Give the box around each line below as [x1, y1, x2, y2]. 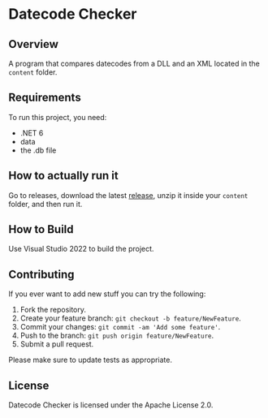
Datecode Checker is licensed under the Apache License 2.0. [8, 400, 214, 410]
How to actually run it [8, 169, 119, 183]
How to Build [8, 222, 75, 236]
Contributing [8, 267, 75, 281]
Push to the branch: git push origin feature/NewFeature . [19, 330, 214, 341]
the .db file [19, 145, 57, 155]
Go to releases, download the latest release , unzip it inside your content [8, 190, 249, 200]
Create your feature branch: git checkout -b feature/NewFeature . [19, 313, 241, 323]
